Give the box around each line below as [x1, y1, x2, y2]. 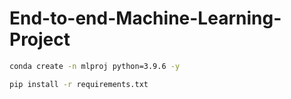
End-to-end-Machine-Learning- [9, 7, 282, 30]
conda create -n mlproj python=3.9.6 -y [9, 61, 181, 71]
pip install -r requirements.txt [9, 79, 149, 89]
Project [9, 28, 71, 51]
